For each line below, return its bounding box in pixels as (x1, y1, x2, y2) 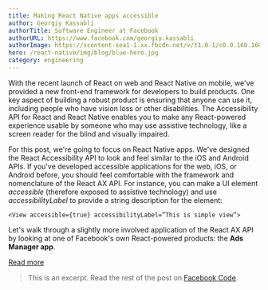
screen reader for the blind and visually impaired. (8, 129, 170, 138)
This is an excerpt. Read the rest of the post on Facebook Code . (27, 272, 238, 282)
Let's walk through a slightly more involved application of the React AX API (8, 224, 254, 234)
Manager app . (8, 241, 56, 252)
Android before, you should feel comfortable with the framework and (8, 169, 235, 180)
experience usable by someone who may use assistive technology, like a (8, 121, 247, 130)
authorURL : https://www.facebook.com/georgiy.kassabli (8, 34, 195, 42)
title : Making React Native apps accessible (8, 11, 159, 20)
